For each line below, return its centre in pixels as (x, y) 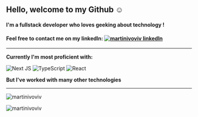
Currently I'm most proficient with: (49, 57)
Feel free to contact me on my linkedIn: (55, 38)
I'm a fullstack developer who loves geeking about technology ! (85, 25)
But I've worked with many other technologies (64, 80)
